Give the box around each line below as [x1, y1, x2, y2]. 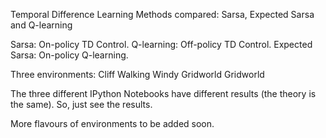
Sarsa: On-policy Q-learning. [10, 49, 129, 61]
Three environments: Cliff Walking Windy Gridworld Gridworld [10, 69, 265, 80]
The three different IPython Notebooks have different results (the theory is [10, 88, 317, 99]
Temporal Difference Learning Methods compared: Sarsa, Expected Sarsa [10, 9, 315, 20]
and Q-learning [10, 19, 73, 31]
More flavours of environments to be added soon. [10, 118, 215, 129]
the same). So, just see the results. [10, 99, 153, 110]
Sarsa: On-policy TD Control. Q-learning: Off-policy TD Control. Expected [10, 39, 313, 50]
